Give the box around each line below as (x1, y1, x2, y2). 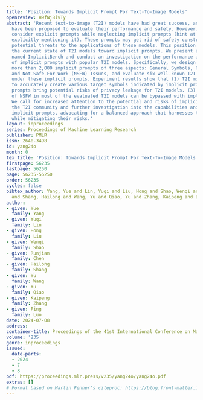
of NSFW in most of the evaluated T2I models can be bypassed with (11, 93, 185, 99)
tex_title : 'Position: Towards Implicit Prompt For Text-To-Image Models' (6, 154, 199, 160)
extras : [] (6, 379, 34, 385)
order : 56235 (6, 177, 39, 183)
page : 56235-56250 (6, 171, 53, 178)
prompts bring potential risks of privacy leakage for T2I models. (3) (11, 87, 196, 94)
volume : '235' (6, 334, 42, 340)
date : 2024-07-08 (6, 317, 50, 323)
